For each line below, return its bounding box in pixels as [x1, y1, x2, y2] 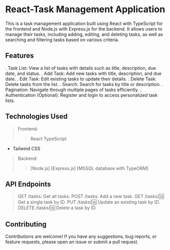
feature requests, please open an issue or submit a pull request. [5, 239, 139, 245]
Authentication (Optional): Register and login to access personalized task [5, 92, 158, 98]
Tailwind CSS [12, 145, 41, 151]
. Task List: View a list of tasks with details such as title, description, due [5, 65, 156, 71]
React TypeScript [30, 135, 67, 142]
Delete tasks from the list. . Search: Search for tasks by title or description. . [5, 81, 163, 87]
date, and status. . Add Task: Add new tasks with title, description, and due [5, 70, 162, 76]
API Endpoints [5, 180, 51, 188]
